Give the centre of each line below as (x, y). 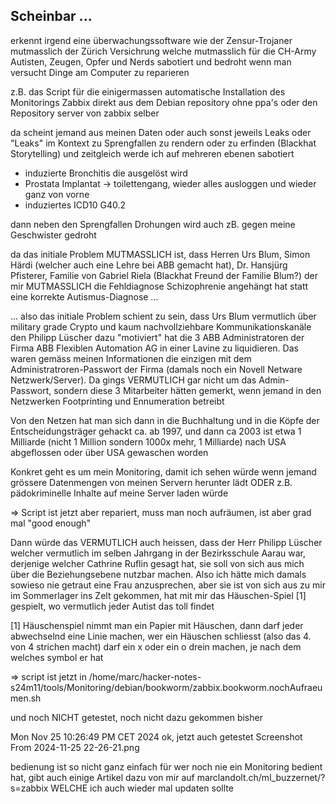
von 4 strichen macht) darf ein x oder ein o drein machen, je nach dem (156, 646)
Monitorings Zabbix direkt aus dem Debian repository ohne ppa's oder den (164, 102)
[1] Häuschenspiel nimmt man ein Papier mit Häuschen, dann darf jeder (157, 625)
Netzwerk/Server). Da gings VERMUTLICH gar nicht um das (133, 380)
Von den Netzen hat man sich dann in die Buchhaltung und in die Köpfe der (165, 420)
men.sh (26, 698)
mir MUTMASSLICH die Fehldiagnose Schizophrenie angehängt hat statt (159, 286)
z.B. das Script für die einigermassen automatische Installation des (148, 91)
